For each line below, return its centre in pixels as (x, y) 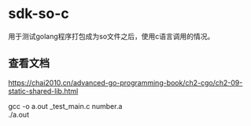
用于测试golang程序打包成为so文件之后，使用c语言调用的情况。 (111, 36)
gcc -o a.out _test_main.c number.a (65, 106)
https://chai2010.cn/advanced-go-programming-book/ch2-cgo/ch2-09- (125, 82)
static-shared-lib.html (43, 91)
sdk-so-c (39, 14)
